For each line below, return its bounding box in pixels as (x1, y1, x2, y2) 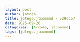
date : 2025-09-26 (5, 20, 40, 26)
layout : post (5, 7, 32, 12)
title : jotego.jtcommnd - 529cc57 (5, 16, 76, 21)
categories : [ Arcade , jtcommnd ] (5, 25, 71, 30)
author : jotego (5, 12, 36, 16)
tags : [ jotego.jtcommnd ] (5, 29, 56, 34)
